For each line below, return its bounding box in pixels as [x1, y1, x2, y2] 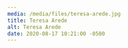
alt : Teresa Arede [7, 23, 61, 30]
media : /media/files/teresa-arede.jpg [7, 10, 121, 18]
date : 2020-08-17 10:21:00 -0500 [7, 30, 105, 37]
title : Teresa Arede [7, 17, 68, 24]
